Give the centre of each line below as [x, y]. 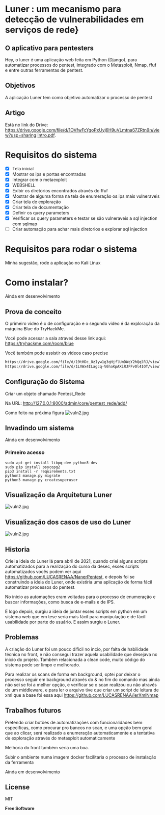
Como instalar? [37, 283]
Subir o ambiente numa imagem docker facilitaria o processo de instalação [81, 757]
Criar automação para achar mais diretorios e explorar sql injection [80, 229]
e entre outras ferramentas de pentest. [44, 70]
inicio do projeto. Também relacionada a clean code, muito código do [75, 659]
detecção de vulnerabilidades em [74, 19]
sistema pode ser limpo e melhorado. [42, 665]
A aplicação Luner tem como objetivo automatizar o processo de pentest [79, 97]
